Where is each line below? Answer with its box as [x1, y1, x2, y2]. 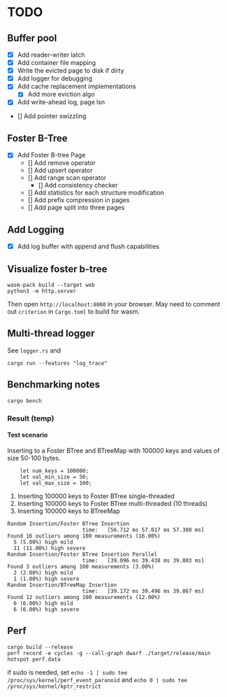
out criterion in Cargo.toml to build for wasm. [7, 307, 140, 316]
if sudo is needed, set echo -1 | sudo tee [7, 668, 128, 676]
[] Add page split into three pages [27, 204, 125, 212]
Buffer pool [7, 32, 57, 44]
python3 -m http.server [7, 288, 77, 295]
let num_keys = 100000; [20, 467, 89, 474]
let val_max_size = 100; [20, 479, 92, 486]
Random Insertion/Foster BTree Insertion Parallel [7, 551, 158, 558]
